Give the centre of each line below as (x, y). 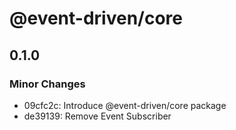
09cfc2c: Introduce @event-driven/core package (125, 105)
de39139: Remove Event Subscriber (97, 116)
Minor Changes (47, 84)
